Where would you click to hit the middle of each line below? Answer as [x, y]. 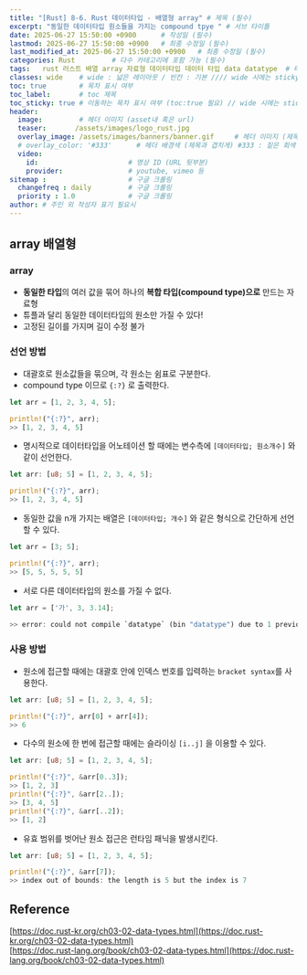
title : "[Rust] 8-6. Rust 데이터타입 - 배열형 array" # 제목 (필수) [131, 18]
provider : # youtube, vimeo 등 [115, 171]
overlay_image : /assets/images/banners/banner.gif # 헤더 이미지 [148, 137]
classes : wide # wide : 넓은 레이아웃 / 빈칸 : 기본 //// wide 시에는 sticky [154, 78]
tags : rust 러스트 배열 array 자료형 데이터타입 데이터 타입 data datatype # [150, 69]
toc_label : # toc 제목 [63, 94]
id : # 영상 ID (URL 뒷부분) [117, 162]
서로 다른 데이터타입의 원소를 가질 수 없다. [97, 590]
